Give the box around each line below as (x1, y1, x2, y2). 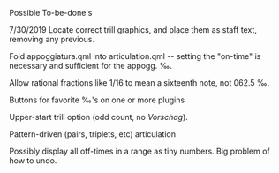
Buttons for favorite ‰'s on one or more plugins (9, 94, 185, 105)
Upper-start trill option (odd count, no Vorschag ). (9, 112, 188, 122)
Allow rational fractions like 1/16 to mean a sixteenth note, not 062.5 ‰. (9, 78, 270, 87)
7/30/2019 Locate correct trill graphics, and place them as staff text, (9, 25, 258, 34)
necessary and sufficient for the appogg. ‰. (9, 61, 172, 71)
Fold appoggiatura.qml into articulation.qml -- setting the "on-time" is (9, 51, 261, 61)
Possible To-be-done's (9, 8, 93, 18)
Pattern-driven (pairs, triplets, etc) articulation (9, 129, 177, 139)
